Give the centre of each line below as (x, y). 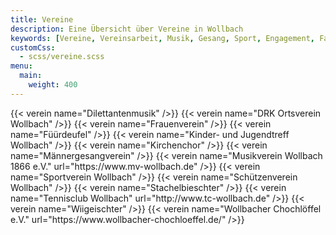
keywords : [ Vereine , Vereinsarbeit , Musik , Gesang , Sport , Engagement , (162, 38)
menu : (21, 66)
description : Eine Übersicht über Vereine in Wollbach (127, 29)
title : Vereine (42, 19)
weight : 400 (53, 85)
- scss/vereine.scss (62, 57)
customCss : (33, 47)
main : (31, 76)
